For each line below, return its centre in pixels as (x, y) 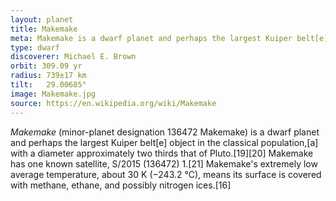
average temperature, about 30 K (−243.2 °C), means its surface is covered (166, 174)
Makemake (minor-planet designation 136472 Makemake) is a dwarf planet (165, 132)
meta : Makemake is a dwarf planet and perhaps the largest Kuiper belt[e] (169, 38)
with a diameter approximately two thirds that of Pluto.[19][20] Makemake (162, 153)
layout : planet (42, 19)
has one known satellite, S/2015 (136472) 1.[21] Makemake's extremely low (164, 163)
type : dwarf (35, 47)
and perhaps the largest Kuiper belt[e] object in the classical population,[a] (164, 142)
